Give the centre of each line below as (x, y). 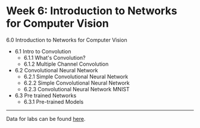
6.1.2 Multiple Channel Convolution (66, 64)
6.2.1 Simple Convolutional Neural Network (76, 76)
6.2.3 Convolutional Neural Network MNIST (76, 89)
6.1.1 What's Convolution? (54, 57)
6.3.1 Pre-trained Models (54, 101)
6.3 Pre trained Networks (46, 95)
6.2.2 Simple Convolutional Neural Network (76, 83)
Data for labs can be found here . (46, 119)
